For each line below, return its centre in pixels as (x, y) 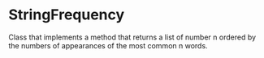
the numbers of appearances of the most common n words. (108, 45)
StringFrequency (67, 15)
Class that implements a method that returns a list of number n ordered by (132, 37)
